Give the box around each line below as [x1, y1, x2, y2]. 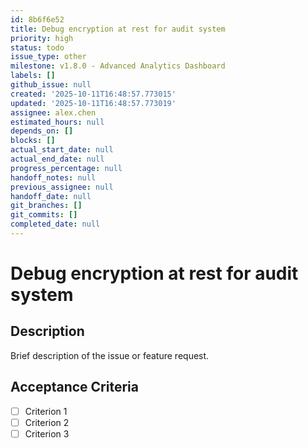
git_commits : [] [10, 210, 78, 220]
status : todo [10, 42, 65, 53]
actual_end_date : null [10, 154, 105, 164]
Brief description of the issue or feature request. [10, 349, 210, 361]
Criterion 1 [24, 405, 68, 417]
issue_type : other [10, 52, 87, 62]
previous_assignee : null [10, 182, 114, 192]
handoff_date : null [10, 191, 92, 201]
